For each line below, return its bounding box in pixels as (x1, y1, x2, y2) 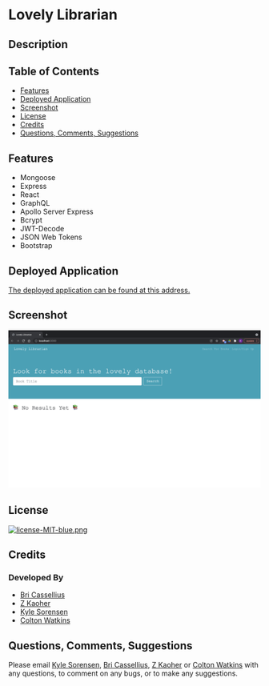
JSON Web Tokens (19, 232, 82, 242)
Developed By (8, 572, 64, 583)
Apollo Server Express (19, 207, 94, 217)
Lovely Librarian (8, 6, 118, 24)
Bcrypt (19, 215, 42, 225)
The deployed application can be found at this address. (8, 286, 191, 295)
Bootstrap (19, 241, 53, 251)
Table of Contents (8, 64, 100, 78)
